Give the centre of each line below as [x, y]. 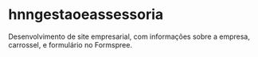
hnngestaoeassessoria [86, 15]
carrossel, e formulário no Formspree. [70, 44]
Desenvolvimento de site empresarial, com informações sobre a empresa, [129, 36]
